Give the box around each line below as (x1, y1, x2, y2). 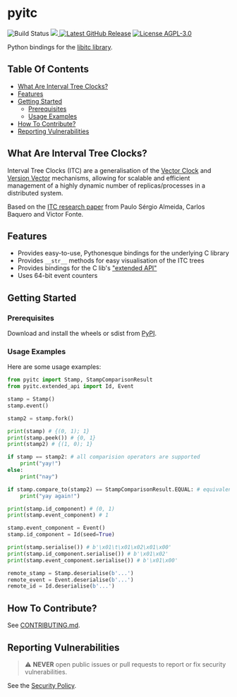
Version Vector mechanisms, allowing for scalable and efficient (7, 174, 190, 182)
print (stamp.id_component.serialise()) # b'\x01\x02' (7, 550, 169, 557)
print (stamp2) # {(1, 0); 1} (7, 441, 93, 448)
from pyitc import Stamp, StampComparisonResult (7, 376, 153, 384)
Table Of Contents (7, 63, 90, 75)
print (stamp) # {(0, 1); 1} (7, 428, 90, 435)
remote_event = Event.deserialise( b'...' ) (7, 576, 134, 583)
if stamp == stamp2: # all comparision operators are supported (7, 454, 200, 461)
